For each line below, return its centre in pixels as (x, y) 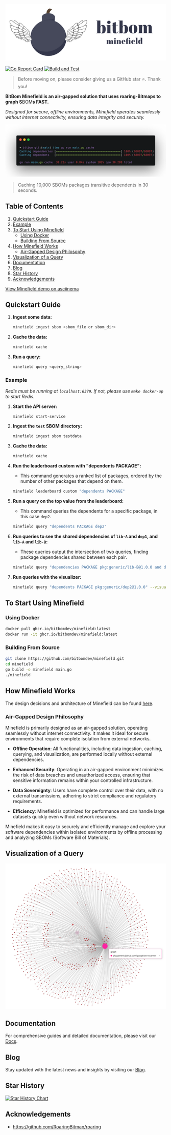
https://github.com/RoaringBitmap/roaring (57, 1127)
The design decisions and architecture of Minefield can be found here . (79, 703)
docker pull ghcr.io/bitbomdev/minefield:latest (58, 629)
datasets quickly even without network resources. (65, 816)
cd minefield (19, 664)
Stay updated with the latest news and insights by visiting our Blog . (76, 1069)
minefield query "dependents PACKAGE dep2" (60, 526)
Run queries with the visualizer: (47, 577)
